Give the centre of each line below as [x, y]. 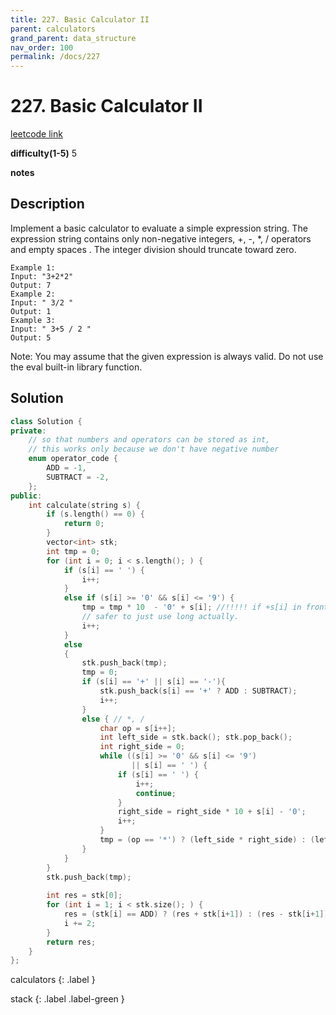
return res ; [71, 942]
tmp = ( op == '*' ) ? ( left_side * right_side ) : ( [207, 840]
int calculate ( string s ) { [84, 505]
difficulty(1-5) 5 [44, 153]
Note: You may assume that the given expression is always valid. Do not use [167, 356]
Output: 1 [31, 311]
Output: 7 [31, 285]
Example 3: [33, 320]
